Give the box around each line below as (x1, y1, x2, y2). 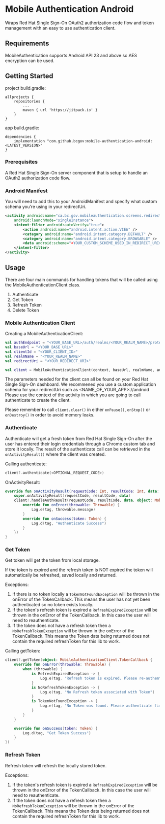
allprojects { (5, 95, 34, 100)
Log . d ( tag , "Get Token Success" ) (23, 730, 91, 735)
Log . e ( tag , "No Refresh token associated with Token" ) (40, 689, 155, 694)
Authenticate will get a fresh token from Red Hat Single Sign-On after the (5, 435, 152, 442)
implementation (14, 138, 45, 143)
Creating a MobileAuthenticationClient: (5, 331, 83, 337)
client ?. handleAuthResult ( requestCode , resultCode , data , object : (14, 498, 153, 503)
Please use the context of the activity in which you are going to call (5, 392, 141, 398)
